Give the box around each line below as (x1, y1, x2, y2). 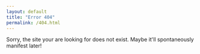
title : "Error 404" (6, 14, 55, 20)
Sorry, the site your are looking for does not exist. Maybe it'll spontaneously (6, 36, 194, 43)
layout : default (6, 8, 47, 15)
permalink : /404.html (6, 20, 61, 26)
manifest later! (6, 42, 42, 49)
